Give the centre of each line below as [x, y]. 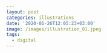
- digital [24, 40]
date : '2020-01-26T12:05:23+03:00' [51, 23]
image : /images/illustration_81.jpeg [54, 29]
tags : [13, 35]
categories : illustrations [40, 18]
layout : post [23, 12]
